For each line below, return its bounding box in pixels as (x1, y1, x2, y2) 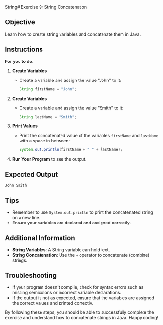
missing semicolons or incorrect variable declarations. (12, 289, 121, 295)
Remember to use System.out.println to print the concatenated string (12, 209, 153, 215)
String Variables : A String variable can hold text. (12, 246, 110, 253)
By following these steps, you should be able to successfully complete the (5, 309, 155, 315)
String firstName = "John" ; (19, 86, 77, 92)
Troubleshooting (5, 271, 57, 280)
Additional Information (5, 234, 75, 242)
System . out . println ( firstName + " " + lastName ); (19, 147, 123, 152)
